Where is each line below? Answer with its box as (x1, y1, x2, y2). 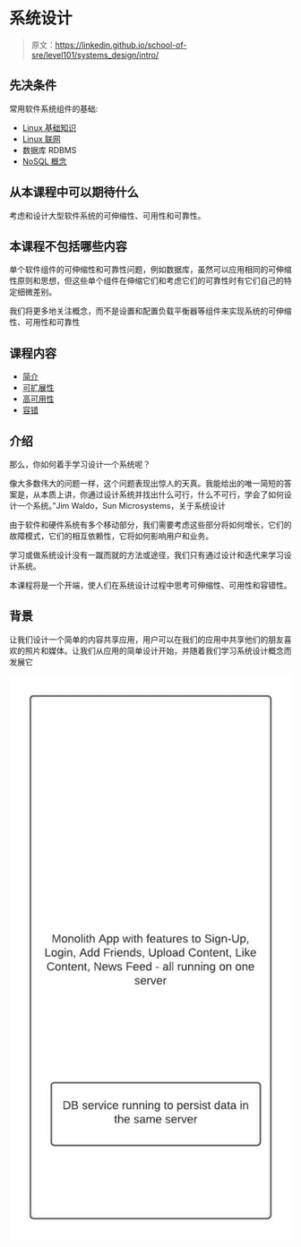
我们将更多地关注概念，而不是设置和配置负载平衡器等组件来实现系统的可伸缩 (9, 305, 292, 316)
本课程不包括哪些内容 (9, 238, 127, 254)
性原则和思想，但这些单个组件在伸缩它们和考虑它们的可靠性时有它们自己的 (9, 275, 284, 287)
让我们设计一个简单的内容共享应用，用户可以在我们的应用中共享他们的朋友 (9, 633, 284, 645)
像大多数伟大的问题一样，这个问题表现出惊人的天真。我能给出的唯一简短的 (9, 478, 284, 488)
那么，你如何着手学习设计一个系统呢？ (9, 459, 150, 469)
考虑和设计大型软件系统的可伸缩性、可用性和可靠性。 (9, 210, 206, 220)
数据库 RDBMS (21, 144, 77, 155)
